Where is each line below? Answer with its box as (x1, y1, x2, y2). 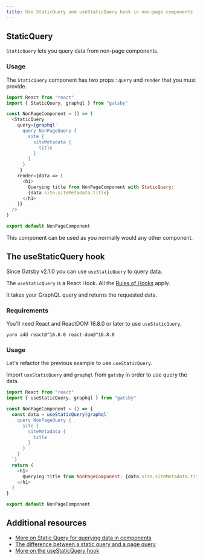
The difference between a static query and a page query (14, 540, 156, 548)
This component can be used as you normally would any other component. (6, 234, 193, 241)
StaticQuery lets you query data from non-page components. (6, 47, 159, 54)
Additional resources (6, 518, 87, 529)
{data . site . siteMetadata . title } (28, 189, 110, 196)
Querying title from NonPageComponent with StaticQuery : (28, 184, 174, 190)
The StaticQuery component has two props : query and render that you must (6, 76, 196, 84)
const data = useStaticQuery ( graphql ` (11, 412, 110, 418)
